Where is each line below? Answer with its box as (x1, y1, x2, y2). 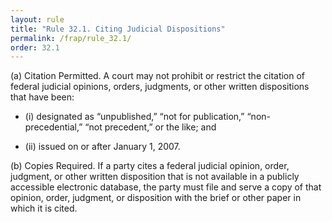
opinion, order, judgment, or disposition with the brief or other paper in (10, 192, 302, 204)
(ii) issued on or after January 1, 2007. (24, 141, 181, 153)
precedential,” (24, 121, 83, 133)
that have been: (10, 91, 75, 103)
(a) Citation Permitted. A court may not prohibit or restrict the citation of (10, 70, 306, 82)
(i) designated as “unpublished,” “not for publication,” (24, 111, 245, 123)
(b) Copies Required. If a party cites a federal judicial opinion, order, (10, 160, 290, 172)
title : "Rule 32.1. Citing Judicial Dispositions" (10, 24, 226, 34)
